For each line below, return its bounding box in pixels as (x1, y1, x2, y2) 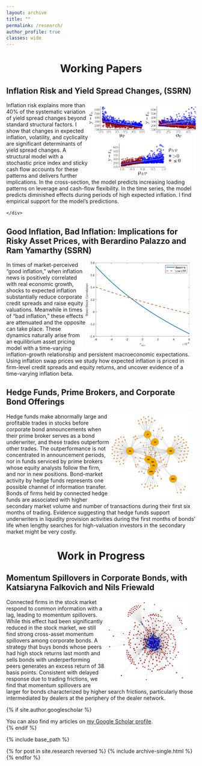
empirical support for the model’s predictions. (6, 198, 119, 205)
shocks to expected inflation (6, 287, 76, 294)
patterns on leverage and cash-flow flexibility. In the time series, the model (6, 185, 192, 192)
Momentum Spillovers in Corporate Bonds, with (6, 573, 188, 584)
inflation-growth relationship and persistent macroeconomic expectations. (6, 350, 190, 358)
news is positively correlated (6, 274, 77, 281)
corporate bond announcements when (6, 425, 102, 433)
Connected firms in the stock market (6, 598, 97, 605)
